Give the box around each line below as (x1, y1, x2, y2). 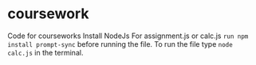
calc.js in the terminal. (7, 48, 84, 57)
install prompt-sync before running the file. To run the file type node (7, 39, 233, 48)
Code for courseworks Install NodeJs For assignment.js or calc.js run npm (7, 31, 249, 40)
